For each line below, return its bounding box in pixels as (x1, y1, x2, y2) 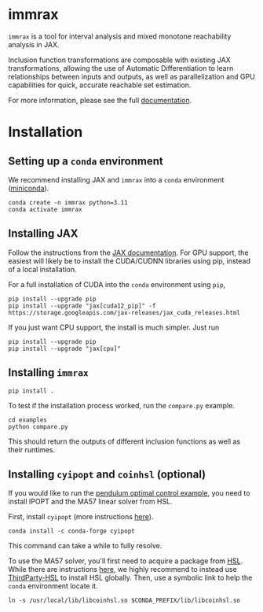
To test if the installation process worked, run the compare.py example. (8, 400, 236, 410)
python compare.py (8, 422, 68, 430)
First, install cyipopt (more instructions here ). (8, 512, 154, 522)
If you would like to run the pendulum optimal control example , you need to (8, 488, 250, 498)
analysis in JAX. (8, 39, 60, 49)
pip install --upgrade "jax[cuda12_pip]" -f (8, 301, 156, 310)
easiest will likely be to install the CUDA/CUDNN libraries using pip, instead (8, 256, 251, 265)
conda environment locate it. (8, 581, 98, 591)
